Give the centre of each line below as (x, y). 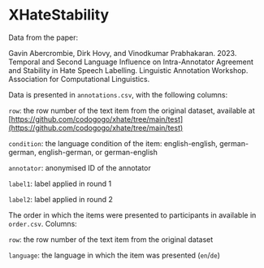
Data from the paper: (43, 37)
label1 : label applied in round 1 (60, 184)
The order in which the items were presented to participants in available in (132, 215)
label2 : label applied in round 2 (61, 199)
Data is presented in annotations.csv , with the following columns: (118, 94)
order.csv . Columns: (43, 223)
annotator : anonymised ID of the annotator (80, 167)
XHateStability (59, 15)
